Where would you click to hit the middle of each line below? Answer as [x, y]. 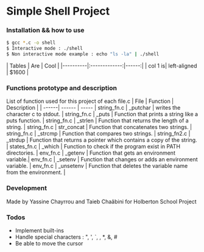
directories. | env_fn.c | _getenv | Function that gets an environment [91, 153]
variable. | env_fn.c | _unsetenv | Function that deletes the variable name [97, 166]
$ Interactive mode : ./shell [45, 49]
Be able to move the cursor [49, 243]
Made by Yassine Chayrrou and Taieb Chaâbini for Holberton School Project [101, 201]
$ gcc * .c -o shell [31, 43]
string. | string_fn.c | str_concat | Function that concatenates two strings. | [99, 127]
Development [27, 188]
